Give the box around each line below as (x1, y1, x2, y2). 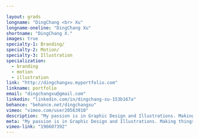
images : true (6, 36, 38, 42)
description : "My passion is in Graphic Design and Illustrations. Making (6, 113, 195, 119)
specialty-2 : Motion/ (6, 47, 60, 53)
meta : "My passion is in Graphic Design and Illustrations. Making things (6, 118, 195, 124)
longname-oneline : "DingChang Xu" (6, 25, 92, 31)
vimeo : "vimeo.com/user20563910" (6, 107, 89, 113)
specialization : (6, 57, 46, 64)
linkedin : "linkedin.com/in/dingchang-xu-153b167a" (6, 96, 136, 102)
